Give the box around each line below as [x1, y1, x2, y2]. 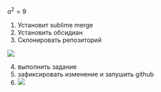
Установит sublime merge [17, 20, 94, 29]
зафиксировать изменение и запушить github [17, 70, 155, 78]
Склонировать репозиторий [17, 35, 102, 44]
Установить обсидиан [17, 28, 83, 37]
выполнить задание [17, 63, 77, 71]
